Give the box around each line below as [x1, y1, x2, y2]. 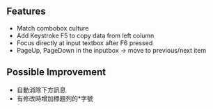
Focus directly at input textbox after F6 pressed [16, 38, 153, 47]
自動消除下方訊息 [16, 85, 66, 94]
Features [6, 6, 46, 17]
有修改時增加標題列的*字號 [16, 94, 93, 103]
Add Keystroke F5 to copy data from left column [16, 31, 155, 40]
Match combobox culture [16, 24, 89, 32]
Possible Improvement [6, 66, 106, 78]
